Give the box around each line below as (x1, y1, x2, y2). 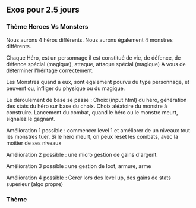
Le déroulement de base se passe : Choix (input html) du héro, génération (6, 96, 187, 103)
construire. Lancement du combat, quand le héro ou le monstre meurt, (6, 108, 178, 116)
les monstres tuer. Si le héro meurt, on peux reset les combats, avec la (6, 133, 179, 140)
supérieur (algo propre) (6, 180, 64, 187)
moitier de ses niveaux (6, 139, 62, 147)
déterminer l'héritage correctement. (6, 67, 94, 74)
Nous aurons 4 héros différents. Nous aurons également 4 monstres (6, 36, 173, 44)
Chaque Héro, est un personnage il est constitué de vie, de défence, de (6, 54, 181, 61)
